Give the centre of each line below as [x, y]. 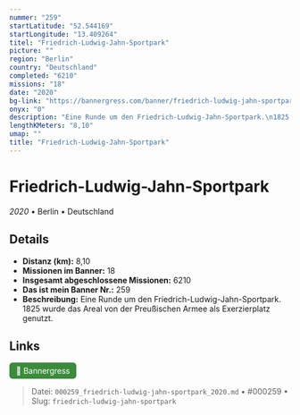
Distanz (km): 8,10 [56, 261]
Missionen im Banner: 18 [69, 270]
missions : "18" [37, 84]
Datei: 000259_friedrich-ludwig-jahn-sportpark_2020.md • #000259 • [159, 392]
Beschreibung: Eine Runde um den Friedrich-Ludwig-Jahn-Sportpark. [151, 299]
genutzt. [37, 318]
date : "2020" [33, 92]
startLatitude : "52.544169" [62, 26]
